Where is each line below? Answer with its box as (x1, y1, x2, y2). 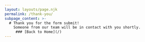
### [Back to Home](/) (15, 29, 62, 34)
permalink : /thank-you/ (4, 12, 53, 16)
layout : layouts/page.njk (4, 7, 57, 12)
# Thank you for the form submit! (9, 20, 79, 26)
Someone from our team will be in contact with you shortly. (13, 25, 141, 30)
